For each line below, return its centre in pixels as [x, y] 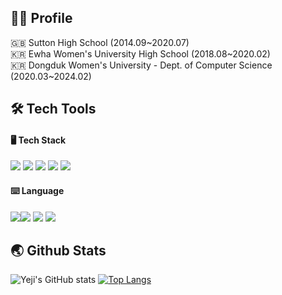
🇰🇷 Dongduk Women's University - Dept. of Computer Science [141, 65]
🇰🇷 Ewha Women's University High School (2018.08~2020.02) [140, 53]
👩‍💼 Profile [41, 18]
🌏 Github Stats [58, 250]
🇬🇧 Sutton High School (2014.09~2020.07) [100, 42]
